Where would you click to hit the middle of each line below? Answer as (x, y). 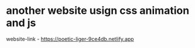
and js (21, 23)
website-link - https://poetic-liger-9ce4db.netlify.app (70, 39)
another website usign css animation (98, 11)
